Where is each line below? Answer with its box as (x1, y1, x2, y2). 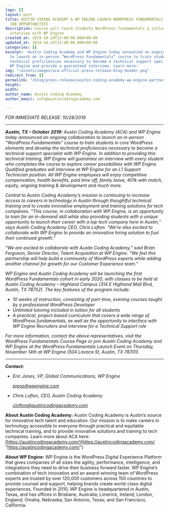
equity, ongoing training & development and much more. (5, 182, 122, 189)
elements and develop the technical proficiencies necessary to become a (5, 145, 157, 151)
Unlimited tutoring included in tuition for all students (12, 307, 121, 313)
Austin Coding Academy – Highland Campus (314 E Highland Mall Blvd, (5, 281, 153, 287)
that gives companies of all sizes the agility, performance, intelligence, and (5, 459, 160, 466)
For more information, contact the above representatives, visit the (5, 333, 142, 339)
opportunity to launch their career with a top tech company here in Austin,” (5, 219, 161, 225)
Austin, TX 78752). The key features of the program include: (5, 286, 130, 292)
